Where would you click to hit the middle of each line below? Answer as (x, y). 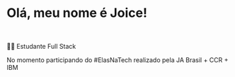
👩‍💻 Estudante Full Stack (41, 46)
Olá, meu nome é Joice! (77, 13)
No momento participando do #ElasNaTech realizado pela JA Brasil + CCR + (117, 60)
